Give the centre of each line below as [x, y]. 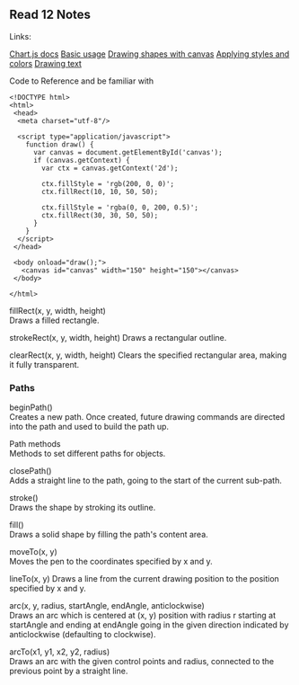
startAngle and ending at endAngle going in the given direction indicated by [149, 625]
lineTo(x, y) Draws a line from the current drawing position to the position [145, 579]
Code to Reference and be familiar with [82, 81]
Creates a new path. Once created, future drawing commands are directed [147, 417]
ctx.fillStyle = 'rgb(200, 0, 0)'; [108, 183]
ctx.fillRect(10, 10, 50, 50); [100, 191]
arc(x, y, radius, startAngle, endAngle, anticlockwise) [107, 606]
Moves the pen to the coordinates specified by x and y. [111, 562]
